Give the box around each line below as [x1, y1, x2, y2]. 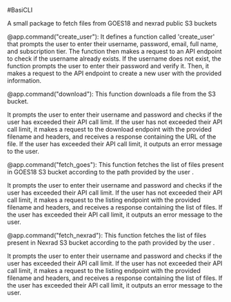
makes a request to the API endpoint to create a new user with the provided [7, 69, 222, 77]
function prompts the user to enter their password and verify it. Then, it [7, 62, 209, 70]
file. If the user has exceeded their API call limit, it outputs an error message [7, 140, 223, 148]
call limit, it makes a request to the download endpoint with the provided [7, 125, 212, 133]
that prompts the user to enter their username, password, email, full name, [7, 40, 219, 48]
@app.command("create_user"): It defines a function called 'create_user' [7, 32, 215, 41]
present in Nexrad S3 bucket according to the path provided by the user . [7, 239, 215, 247]
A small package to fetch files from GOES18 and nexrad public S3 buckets [7, 19, 217, 27]
